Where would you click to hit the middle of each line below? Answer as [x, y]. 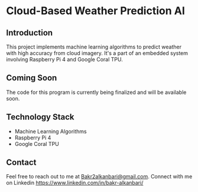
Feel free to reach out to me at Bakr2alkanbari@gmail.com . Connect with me [99, 177]
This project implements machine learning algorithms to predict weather [94, 47]
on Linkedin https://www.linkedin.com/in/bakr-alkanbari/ [75, 183]
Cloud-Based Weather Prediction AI [95, 11]
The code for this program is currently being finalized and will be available [96, 92]
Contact [21, 163]
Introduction [30, 33]
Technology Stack [40, 117]
